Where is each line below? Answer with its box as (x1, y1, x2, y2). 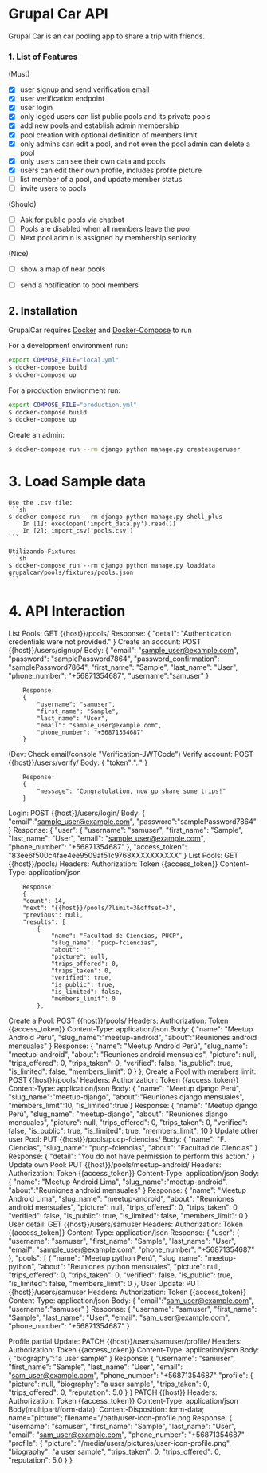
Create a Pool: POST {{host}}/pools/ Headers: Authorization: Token (8, 1016, 229, 1026)
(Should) (8, 199, 37, 208)
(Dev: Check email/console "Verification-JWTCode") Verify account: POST (8, 750, 253, 759)
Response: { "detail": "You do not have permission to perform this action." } (8, 1151, 256, 1162)
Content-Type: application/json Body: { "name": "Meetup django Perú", (8, 1083, 241, 1094)
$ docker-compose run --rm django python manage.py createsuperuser (8, 445, 241, 453)
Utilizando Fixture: (8, 548, 77, 556)
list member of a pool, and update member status (19, 174, 183, 184)
